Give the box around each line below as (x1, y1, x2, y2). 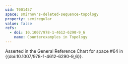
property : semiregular (5, 16, 52, 21)
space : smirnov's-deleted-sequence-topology (5, 12, 99, 17)
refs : (5, 26, 16, 31)
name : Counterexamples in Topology (14, 35, 88, 40)
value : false (5, 21, 32, 26)
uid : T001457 (5, 7, 32, 12)
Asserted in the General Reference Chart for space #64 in (5, 48, 123, 54)
